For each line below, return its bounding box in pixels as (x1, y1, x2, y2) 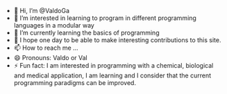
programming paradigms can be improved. (13, 79, 137, 86)
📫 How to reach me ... (13, 44, 78, 52)
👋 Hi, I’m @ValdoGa (13, 7, 69, 15)
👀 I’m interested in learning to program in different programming (13, 14, 196, 22)
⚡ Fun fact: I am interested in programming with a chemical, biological (13, 62, 214, 69)
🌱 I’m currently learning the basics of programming (13, 28, 160, 37)
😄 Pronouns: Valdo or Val (13, 54, 88, 62)
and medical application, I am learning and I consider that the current (13, 71, 212, 79)
